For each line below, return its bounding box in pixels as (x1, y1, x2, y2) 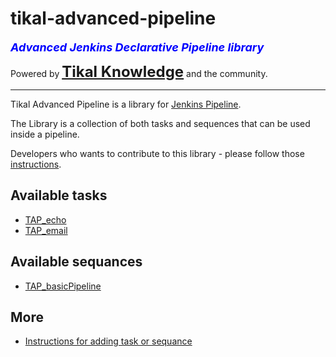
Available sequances (10, 253, 143, 271)
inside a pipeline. (10, 128, 80, 140)
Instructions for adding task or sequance (24, 335, 193, 347)
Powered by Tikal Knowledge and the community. (10, 62, 268, 81)
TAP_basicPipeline (24, 280, 102, 292)
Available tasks (10, 187, 108, 204)
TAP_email (24, 224, 68, 236)
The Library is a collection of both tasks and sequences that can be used (10, 117, 311, 129)
